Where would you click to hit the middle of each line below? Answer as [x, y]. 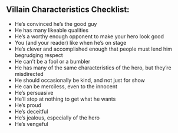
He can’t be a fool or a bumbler [52, 61]
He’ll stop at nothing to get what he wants [65, 99]
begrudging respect [39, 55]
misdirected [29, 74]
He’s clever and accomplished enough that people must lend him [93, 49]
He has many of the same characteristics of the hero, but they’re [93, 68]
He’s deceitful [31, 111]
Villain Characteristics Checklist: [68, 10]
